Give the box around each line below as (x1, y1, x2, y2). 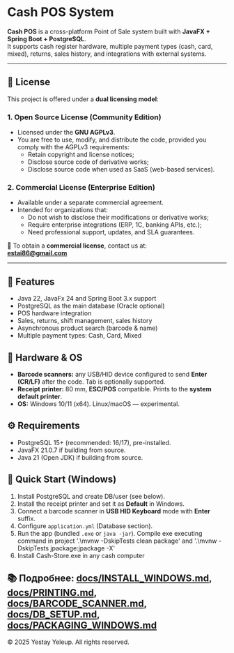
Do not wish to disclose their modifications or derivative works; (27, 213, 209, 222)
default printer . (17, 392, 63, 400)
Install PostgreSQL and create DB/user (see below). (17, 492, 166, 500)
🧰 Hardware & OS (7, 352, 83, 363)
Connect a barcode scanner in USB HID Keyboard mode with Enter (17, 506, 210, 515)
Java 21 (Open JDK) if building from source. (17, 453, 143, 461)
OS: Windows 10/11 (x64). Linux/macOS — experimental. (17, 399, 180, 408)
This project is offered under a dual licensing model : (7, 95, 159, 103)
